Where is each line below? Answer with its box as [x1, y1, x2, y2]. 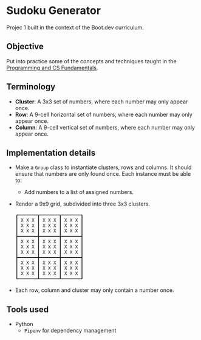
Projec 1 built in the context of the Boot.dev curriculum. [6, 24, 144, 31]
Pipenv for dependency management [24, 327, 117, 335]
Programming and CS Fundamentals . [6, 64, 98, 71]
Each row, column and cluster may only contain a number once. [15, 286, 174, 294]
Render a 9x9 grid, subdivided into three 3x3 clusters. [15, 200, 151, 207]
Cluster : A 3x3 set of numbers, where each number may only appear [15, 98, 188, 105]
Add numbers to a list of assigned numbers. [24, 189, 134, 196]
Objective [6, 41, 44, 52]
